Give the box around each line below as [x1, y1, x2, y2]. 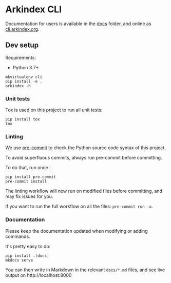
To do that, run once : [5, 165, 51, 171]
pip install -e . [5, 78, 43, 84]
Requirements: [5, 54, 36, 60]
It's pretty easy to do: [5, 243, 51, 249]
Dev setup [5, 41, 39, 50]
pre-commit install [5, 179, 47, 184]
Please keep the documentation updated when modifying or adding [5, 228, 148, 234]
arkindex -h [5, 83, 31, 88]
